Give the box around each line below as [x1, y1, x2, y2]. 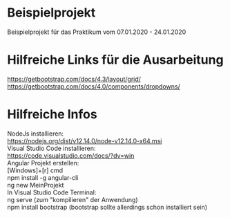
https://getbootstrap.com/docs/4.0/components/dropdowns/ [7, 82, 181, 91]
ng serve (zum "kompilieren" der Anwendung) [7, 195, 138, 203]
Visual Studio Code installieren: [7, 144, 96, 152]
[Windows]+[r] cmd [7, 166, 64, 174]
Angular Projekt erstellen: [7, 158, 79, 167]
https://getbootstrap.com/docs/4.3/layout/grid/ [7, 75, 142, 83]
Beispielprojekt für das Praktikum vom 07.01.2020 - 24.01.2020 [7, 28, 186, 36]
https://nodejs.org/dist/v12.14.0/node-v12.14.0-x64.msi [7, 136, 162, 145]
